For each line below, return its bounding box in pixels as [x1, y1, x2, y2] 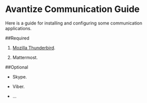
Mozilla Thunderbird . [12, 44, 56, 50]
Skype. [12, 73, 27, 79]
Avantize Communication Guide [5, 3, 140, 15]
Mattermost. [12, 54, 38, 60]
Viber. [12, 83, 25, 89]
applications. [5, 25, 31, 31]
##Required [5, 35, 29, 41]
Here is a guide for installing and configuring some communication [5, 20, 142, 26]
